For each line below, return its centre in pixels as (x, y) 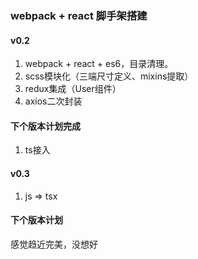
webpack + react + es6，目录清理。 (99, 64)
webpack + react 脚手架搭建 (79, 15)
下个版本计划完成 (45, 126)
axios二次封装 (53, 101)
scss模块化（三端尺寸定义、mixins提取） (109, 76)
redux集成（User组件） (73, 89)
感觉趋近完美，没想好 (54, 244)
